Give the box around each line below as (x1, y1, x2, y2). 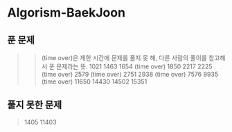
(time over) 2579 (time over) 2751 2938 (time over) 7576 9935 (41, 70, 219, 78)
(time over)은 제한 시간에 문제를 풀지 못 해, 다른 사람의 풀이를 (41, 54, 208, 62)
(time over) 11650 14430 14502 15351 (41, 77, 148, 86)
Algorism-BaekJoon (7, 5, 126, 21)
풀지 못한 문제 (7, 99, 62, 111)
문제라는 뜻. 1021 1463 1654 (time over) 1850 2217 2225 (56, 62, 213, 70)
